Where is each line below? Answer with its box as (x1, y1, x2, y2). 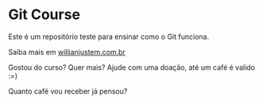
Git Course (8, 6, 81, 24)
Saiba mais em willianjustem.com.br (8, 47, 126, 56)
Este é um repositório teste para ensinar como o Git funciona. (8, 32, 209, 41)
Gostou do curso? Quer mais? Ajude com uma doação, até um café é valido (8, 62, 256, 72)
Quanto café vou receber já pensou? (8, 86, 128, 96)
